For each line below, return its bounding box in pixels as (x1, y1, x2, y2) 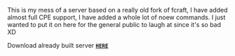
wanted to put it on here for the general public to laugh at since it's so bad (7, 21, 222, 28)
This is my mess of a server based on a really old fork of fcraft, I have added (7, 6, 228, 14)
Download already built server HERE (7, 41, 109, 49)
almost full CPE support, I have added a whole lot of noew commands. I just (7, 13, 226, 21)
